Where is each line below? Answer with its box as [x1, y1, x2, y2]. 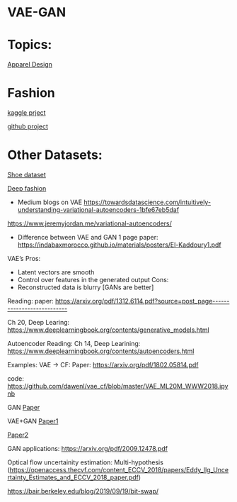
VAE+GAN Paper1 [7, 417, 59, 425]
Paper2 [7, 430, 29, 439]
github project [7, 122, 48, 131]
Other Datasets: [7, 147, 103, 163]
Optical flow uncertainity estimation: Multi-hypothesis [7, 458, 164, 467]
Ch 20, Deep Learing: [7, 318, 70, 326]
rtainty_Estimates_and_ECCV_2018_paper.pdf [7, 473, 139, 481]
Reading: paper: [7, 297, 54, 305]
